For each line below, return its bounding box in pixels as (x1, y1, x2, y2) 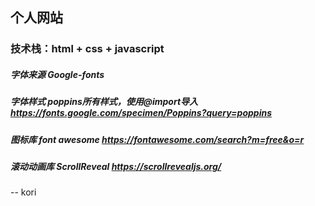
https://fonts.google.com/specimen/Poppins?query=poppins (10, 107, 273, 119)
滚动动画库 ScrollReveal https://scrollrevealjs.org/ (10, 161, 222, 173)
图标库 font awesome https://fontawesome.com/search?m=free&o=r (10, 133, 305, 145)
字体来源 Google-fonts (10, 68, 105, 80)
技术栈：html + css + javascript (10, 42, 165, 56)
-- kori (10, 186, 37, 198)
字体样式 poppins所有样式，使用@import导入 (10, 96, 199, 108)
